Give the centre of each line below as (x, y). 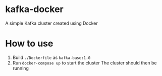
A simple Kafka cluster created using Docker (51, 23)
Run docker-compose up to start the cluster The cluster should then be (85, 63)
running (21, 68)
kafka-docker (35, 9)
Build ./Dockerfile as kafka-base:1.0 (51, 57)
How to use (29, 44)
